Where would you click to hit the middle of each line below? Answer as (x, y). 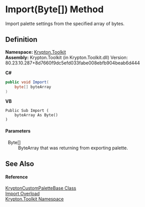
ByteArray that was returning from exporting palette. (73, 148)
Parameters (18, 131)
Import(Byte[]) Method (54, 9)
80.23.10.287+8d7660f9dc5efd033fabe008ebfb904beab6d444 (73, 63)
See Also (20, 164)
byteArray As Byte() (36, 115)
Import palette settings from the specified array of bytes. (65, 24)
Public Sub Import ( (27, 111)
